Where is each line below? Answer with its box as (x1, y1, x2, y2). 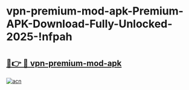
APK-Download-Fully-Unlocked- (6, 17, 173, 31)
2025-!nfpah (6, 30, 72, 43)
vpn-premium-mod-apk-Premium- (6, 4, 184, 18)
